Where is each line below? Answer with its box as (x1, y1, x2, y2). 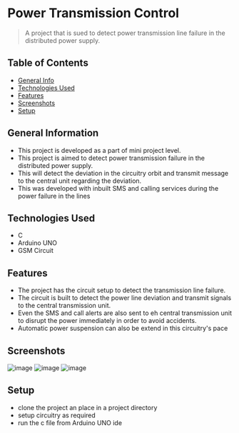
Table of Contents (7, 57, 89, 69)
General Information (7, 127, 99, 139)
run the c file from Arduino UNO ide (17, 418, 123, 427)
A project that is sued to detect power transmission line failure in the (24, 29, 226, 37)
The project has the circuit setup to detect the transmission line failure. (17, 286, 226, 294)
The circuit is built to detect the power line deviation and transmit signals (17, 294, 232, 302)
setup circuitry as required (17, 411, 96, 419)
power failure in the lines (17, 191, 91, 200)
